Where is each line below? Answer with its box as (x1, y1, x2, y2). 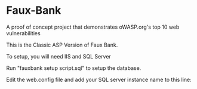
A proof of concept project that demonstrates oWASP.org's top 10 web (6, 23, 180, 30)
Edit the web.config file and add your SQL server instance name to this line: (6, 76, 192, 83)
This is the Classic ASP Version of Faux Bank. (6, 41, 118, 48)
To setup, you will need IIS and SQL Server (6, 53, 112, 60)
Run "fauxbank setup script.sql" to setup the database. (6, 64, 141, 72)
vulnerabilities (6, 29, 41, 36)
